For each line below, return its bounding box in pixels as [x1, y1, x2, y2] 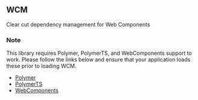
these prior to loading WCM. [6, 63, 77, 70]
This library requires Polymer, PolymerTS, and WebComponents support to [6, 49, 192, 57]
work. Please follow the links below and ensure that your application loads [6, 56, 191, 63]
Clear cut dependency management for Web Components [6, 20, 150, 28]
